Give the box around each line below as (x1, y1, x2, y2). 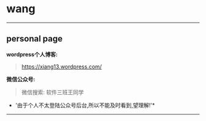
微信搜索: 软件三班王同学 (21, 88, 84, 96)
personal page (6, 34, 63, 44)
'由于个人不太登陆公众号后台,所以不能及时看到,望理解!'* (15, 101, 155, 109)
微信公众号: (6, 75, 36, 82)
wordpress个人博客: (6, 51, 58, 58)
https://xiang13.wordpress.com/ (21, 63, 102, 70)
